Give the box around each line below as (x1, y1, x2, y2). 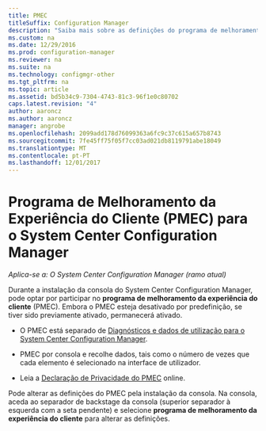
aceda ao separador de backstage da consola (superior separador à (8, 397, 231, 406)
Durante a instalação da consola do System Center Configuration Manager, (8, 285, 253, 295)
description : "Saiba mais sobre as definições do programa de (8, 26, 218, 34)
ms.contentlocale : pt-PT (8, 151, 90, 159)
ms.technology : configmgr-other (8, 71, 115, 78)
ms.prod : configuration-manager (8, 48, 115, 56)
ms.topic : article (8, 85, 69, 93)
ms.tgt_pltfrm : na (8, 78, 69, 86)
